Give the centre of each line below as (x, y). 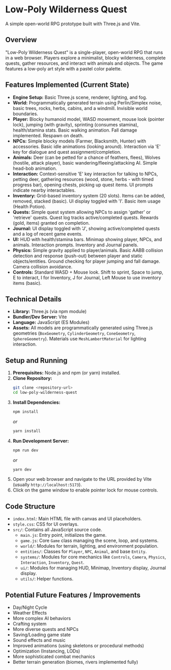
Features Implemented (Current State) (67, 85)
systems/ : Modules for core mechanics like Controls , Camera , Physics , (93, 557)
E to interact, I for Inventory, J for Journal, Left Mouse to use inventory (87, 277)
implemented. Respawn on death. (48, 135)
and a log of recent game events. (48, 234)
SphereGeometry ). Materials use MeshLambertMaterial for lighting (80, 339)
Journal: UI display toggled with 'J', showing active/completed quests (86, 228)
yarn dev (22, 469)
